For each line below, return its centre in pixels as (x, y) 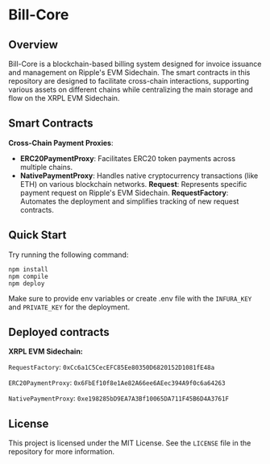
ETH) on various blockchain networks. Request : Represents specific (133, 184)
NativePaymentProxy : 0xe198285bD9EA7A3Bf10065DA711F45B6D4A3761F (119, 398)
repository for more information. (62, 452)
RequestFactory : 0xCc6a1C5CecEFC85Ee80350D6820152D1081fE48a (112, 367)
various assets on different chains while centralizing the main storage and (131, 89)
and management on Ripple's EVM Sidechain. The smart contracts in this (129, 72)
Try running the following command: (69, 255)
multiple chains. (46, 167)
